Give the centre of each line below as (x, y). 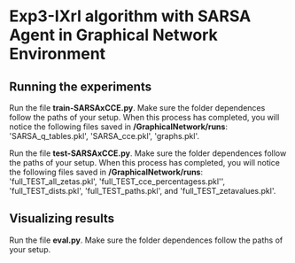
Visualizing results (62, 219)
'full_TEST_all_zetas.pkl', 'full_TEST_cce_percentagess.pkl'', (117, 182)
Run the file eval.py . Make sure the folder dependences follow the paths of (146, 240)
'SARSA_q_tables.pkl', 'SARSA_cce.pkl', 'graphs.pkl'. (104, 136)
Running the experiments (81, 86)
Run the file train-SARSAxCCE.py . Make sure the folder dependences (137, 108)
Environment (58, 54)
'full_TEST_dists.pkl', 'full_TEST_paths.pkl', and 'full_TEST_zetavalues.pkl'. (143, 191)
